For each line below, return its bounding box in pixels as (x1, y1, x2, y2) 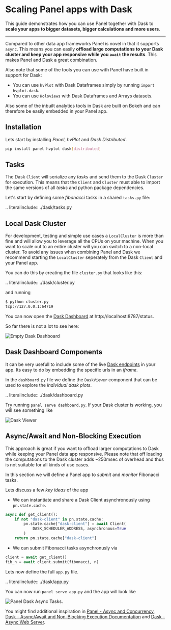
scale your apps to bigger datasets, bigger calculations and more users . (5, 25, 160, 32)
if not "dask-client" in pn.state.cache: (14, 516, 103, 522)
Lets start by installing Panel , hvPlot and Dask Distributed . (5, 136, 127, 142)
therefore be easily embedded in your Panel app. (5, 108, 108, 114)
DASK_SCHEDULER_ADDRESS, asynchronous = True (32, 526, 126, 531)
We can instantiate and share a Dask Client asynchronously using (12, 496, 150, 503)
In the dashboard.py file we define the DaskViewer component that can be (5, 376, 158, 383)
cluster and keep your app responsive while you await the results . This (5, 51, 157, 57)
